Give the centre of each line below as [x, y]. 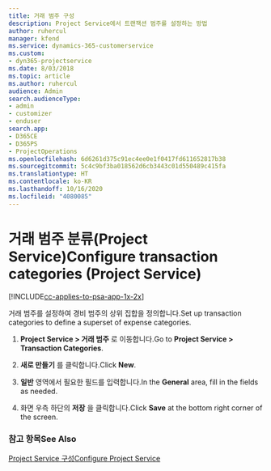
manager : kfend [34, 38]
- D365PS [23, 144]
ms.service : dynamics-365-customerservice [81, 46]
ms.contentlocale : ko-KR [50, 182]
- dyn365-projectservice [50, 62]
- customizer [30, 114]
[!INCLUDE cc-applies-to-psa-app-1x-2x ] [76, 296]
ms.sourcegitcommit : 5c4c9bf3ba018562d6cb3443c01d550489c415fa [117, 167]
